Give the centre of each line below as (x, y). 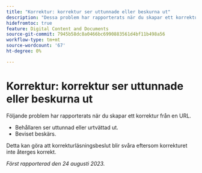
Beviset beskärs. (35, 134)
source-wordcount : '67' (36, 46)
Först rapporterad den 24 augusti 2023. (56, 163)
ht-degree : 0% (24, 51)
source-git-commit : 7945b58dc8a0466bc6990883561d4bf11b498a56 (86, 34)
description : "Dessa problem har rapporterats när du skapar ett (90, 17)
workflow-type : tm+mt (33, 40)
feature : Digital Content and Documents (58, 29)
